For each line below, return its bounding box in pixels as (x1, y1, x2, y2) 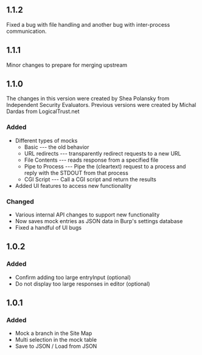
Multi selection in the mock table (15, 336, 97, 343)
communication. (6, 27, 47, 35)
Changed (6, 197, 35, 205)
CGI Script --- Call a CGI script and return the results (24, 176, 156, 183)
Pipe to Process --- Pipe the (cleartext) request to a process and (24, 162, 186, 170)
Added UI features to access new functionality (15, 182, 132, 189)
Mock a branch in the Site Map (15, 329, 92, 337)
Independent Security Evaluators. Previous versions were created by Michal (6, 102, 197, 109)
